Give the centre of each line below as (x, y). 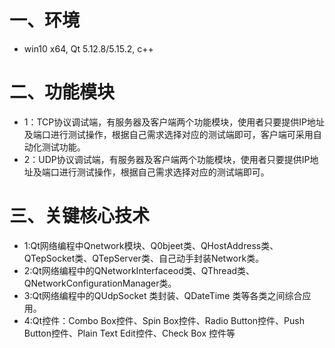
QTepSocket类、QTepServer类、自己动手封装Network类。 (144, 258)
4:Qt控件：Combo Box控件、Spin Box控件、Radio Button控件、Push (164, 320)
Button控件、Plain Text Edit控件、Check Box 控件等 (129, 333)
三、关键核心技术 (80, 216)
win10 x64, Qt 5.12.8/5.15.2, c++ (88, 48)
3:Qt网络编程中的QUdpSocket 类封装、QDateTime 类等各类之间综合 (163, 295)
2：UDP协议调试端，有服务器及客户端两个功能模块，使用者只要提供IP (167, 159)
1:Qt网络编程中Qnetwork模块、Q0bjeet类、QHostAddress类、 (151, 245)
